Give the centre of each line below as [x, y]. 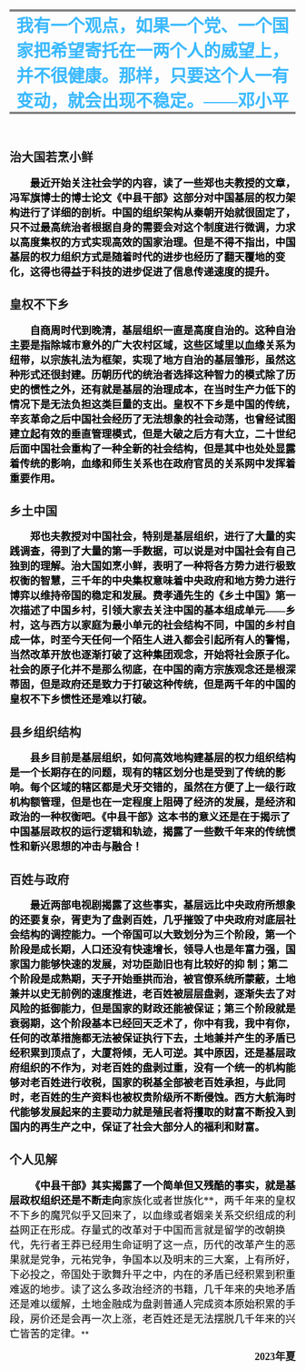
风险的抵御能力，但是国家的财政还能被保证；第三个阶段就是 [153, 1010]
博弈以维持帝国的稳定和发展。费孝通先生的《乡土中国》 [142, 596]
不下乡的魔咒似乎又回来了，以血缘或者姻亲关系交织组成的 [148, 1215]
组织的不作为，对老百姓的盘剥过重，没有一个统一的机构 [153, 1069]
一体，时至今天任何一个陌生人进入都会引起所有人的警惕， [158, 641]
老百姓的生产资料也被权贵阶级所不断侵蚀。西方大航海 [158, 1098]
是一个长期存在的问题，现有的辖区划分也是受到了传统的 [142, 773]
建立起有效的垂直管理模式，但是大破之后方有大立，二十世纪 [153, 434]
